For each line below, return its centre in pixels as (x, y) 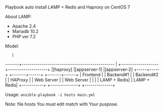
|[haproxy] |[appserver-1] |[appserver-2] (92, 69)
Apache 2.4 (24, 26)
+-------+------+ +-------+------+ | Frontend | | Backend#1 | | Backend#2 (84, 75)
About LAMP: (18, 16)
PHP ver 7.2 (24, 37)
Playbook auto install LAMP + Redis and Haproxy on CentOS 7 (68, 7)
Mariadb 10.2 (25, 31)
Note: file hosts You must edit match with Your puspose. (62, 104)
